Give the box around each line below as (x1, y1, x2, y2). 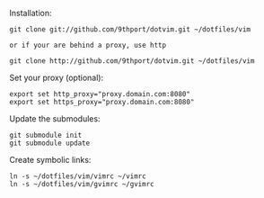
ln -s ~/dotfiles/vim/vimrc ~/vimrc (9, 172, 146, 181)
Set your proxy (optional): (9, 72, 104, 83)
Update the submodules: (9, 113, 101, 124)
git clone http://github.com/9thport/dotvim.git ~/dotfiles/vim (9, 57, 255, 66)
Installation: (9, 8, 52, 18)
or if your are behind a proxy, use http (9, 40, 167, 49)
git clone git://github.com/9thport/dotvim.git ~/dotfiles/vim (9, 25, 251, 34)
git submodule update (9, 139, 91, 148)
